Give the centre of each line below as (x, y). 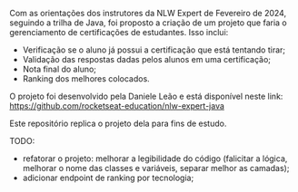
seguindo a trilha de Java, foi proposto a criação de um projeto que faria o (149, 23)
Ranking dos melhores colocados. (86, 79)
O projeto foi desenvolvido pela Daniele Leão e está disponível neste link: (146, 96)
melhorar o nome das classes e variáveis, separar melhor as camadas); (156, 168)
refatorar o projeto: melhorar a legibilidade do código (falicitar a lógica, (155, 158)
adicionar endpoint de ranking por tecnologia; (108, 178)
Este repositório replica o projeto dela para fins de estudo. (118, 123)
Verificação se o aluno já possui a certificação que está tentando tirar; (154, 50)
